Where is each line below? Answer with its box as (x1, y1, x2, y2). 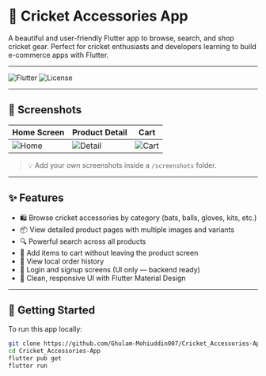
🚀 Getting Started (8, 303, 96, 317)
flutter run (8, 362, 47, 370)
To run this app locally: (8, 325, 83, 334)
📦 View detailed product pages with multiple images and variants (19, 225, 235, 234)
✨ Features (8, 192, 64, 205)
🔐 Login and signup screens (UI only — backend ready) (19, 264, 200, 274)
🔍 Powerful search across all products (19, 237, 146, 246)
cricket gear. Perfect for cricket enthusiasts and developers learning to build (8, 41, 256, 51)
